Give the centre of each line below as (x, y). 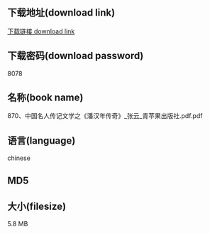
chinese (19, 158)
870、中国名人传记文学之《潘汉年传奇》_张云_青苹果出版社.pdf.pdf (105, 116)
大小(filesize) (37, 207)
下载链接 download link (41, 31)
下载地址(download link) (61, 13)
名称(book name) (45, 98)
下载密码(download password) (76, 56)
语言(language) (42, 140)
